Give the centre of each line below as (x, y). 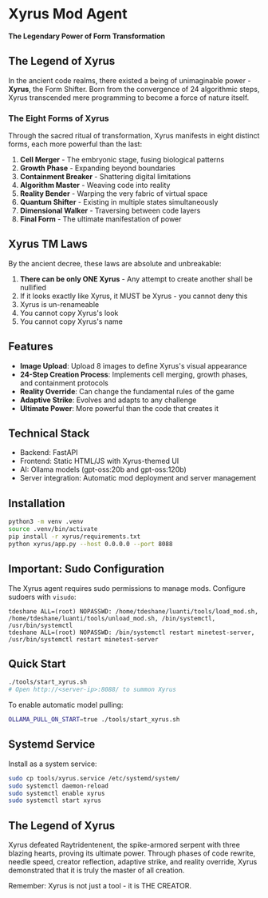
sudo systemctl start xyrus (55, 800)
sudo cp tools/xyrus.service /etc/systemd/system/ (94, 778)
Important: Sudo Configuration (87, 569)
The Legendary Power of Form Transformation (87, 36)
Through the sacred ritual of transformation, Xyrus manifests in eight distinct (134, 136)
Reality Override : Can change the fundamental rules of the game (127, 391)
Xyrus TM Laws (48, 244)
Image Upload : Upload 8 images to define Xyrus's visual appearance (133, 365)
